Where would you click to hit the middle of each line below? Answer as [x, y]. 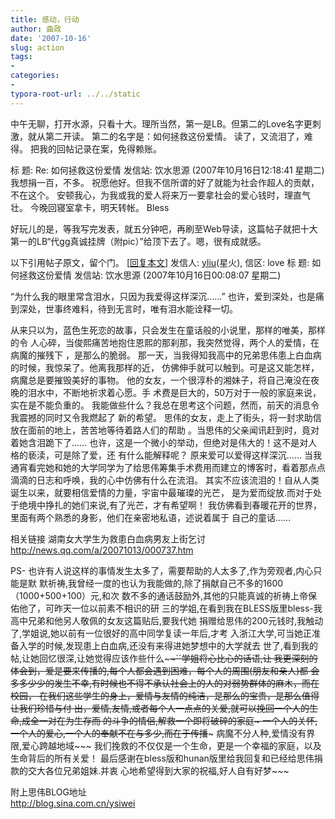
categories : [35, 76]
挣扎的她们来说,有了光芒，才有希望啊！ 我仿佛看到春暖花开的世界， [183, 505]
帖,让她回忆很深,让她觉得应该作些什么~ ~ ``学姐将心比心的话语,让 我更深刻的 [164, 658]
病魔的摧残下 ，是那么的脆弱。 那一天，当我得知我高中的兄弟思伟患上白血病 [166, 355]
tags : [21, 57]
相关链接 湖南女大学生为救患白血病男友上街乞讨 [108, 538]
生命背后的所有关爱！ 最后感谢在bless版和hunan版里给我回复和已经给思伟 [162, 758]
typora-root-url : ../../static [75, 94]
